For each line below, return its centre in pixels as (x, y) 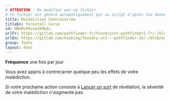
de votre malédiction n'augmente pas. (45, 92)
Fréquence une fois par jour (35, 62)
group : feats (19, 43)
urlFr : (12, 33)
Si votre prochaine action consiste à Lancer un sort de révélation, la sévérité (84, 87)
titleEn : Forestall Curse (32, 24)
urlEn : (12, 38)
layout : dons (19, 47)
